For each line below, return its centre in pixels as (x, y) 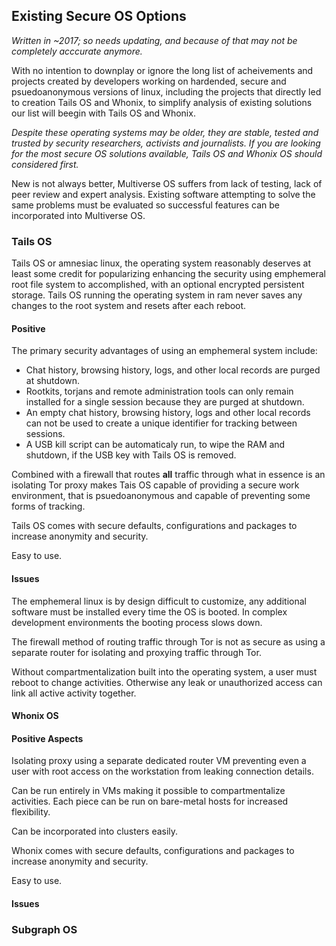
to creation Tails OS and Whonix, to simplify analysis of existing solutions (162, 102)
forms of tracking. (48, 506)
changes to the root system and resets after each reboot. (129, 306)
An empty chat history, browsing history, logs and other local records (168, 413)
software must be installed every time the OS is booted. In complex (149, 611)
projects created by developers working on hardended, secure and (149, 81)
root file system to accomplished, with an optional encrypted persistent (158, 285)
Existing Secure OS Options (99, 16)
